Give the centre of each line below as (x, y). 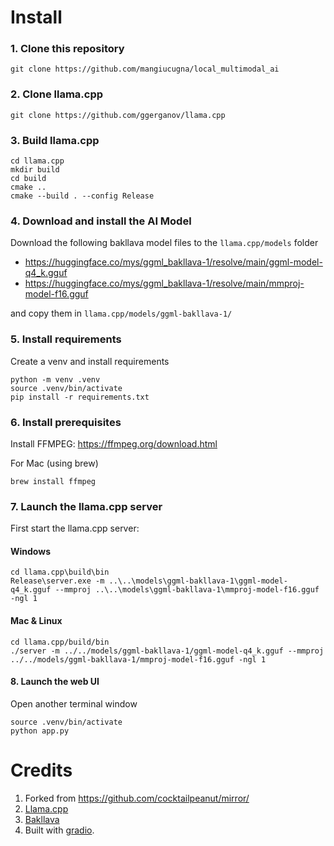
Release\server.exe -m (57, 581)
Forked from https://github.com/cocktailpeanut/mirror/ (137, 798)
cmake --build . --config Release (82, 196)
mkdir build (35, 170)
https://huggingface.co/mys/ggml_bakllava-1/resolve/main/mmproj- (164, 283)
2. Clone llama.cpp (57, 94)
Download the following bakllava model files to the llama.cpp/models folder (164, 243)
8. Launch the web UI (55, 682)
